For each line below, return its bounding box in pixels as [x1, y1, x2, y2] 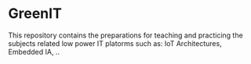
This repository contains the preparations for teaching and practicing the [8, 30, 243, 40]
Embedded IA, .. [8, 47, 60, 56]
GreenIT [8, 5, 63, 23]
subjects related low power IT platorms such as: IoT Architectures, [8, 38, 222, 48]
